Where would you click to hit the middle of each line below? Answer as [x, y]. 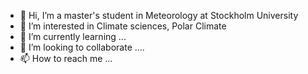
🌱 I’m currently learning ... [73, 36]
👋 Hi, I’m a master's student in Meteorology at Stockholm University [159, 15]
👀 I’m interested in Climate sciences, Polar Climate [123, 26]
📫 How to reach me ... [66, 58]
